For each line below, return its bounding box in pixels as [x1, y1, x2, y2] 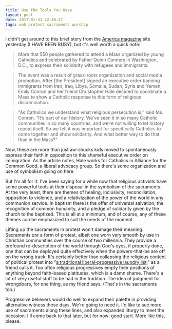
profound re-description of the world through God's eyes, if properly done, [5, 243, 164, 249]
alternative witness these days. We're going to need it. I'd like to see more [5, 302, 162, 308]
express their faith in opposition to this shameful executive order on [5, 152, 148, 158]
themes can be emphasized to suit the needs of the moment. [5, 217, 135, 223]
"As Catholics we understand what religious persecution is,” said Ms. [17, 109, 164, 115]
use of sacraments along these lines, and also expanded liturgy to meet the [5, 307, 164, 314]
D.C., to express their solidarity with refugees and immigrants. [17, 62, 149, 68]
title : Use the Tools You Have [5, 7, 72, 13]
